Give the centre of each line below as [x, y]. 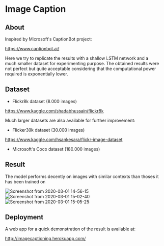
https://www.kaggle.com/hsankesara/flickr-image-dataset [64, 140]
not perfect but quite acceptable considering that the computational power [81, 69]
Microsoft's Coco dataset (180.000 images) [56, 149]
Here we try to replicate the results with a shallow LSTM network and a [77, 58]
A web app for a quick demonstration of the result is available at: [70, 229]
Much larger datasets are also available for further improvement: [70, 120]
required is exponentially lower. [37, 74]
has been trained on [25, 181]
